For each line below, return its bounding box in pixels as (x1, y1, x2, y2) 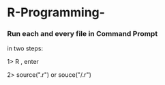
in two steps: (7, 44, 43, 52)
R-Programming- (7, 5, 106, 20)
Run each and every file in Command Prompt (7, 29, 158, 39)
